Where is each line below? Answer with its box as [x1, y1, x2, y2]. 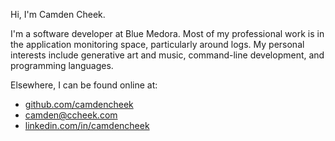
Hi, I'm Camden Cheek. [10, 9, 106, 20]
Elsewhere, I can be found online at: [10, 79, 158, 91]
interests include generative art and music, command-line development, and [10, 49, 325, 61]
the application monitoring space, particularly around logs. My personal [10, 39, 305, 50]
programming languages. [10, 60, 114, 71]
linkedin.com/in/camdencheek [24, 120, 150, 131]
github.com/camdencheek [24, 99, 134, 110]
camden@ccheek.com [24, 109, 118, 121]
